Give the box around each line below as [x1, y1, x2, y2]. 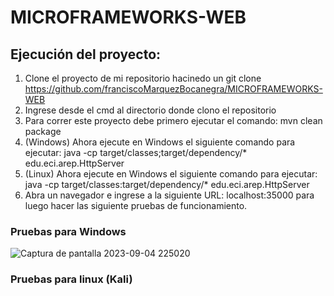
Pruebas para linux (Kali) [10, 272, 133, 286]
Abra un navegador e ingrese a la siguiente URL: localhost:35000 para [24, 189, 315, 201]
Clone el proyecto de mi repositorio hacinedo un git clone [24, 72, 262, 84]
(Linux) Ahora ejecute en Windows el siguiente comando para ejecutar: [24, 168, 318, 180]
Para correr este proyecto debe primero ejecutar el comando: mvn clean [24, 115, 323, 126]
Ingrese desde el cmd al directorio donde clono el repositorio [24, 104, 277, 116]
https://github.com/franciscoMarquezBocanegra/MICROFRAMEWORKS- [24, 83, 323, 95]
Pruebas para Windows [10, 224, 127, 238]
